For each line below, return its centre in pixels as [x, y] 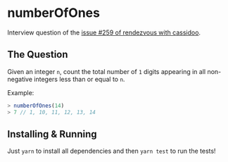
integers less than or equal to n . [80, 79]
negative [20, 79]
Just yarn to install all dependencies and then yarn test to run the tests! [112, 151]
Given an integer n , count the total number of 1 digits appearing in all [107, 71]
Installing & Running [52, 134]
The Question [38, 55]
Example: [21, 92]
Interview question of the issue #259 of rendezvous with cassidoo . [104, 32]
